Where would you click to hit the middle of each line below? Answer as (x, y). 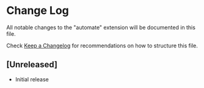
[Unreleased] (32, 65)
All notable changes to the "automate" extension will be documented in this (101, 27)
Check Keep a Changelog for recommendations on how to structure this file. (102, 46)
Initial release (32, 79)
